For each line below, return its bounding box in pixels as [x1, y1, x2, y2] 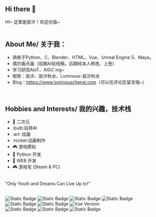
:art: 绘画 [12, 131, 31, 137]
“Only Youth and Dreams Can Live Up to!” [5, 181, 90, 187]
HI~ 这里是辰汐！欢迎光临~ [5, 18, 61, 25]
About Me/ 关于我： [5, 40, 67, 49]
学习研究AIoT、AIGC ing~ [12, 67, 65, 73]
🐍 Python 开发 [12, 151, 41, 157]
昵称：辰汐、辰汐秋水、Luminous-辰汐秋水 [12, 73, 100, 79]
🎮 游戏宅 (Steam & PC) [12, 164, 61, 170]
